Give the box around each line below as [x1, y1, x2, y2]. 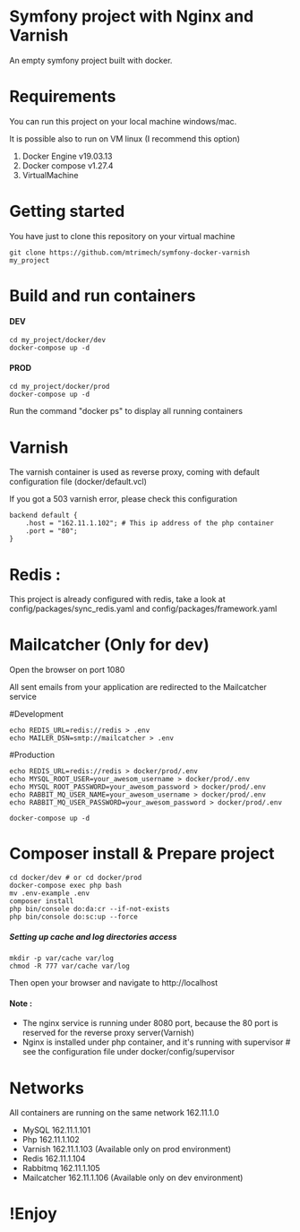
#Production [9, 750, 56, 761]
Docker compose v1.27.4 [21, 159, 114, 171]
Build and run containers [9, 286, 196, 306]
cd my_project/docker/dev [9, 336, 106, 345]
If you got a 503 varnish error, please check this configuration [9, 494, 238, 504]
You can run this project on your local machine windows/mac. [9, 116, 237, 126]
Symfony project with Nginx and [9, 6, 254, 27]
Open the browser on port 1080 [9, 665, 125, 676]
